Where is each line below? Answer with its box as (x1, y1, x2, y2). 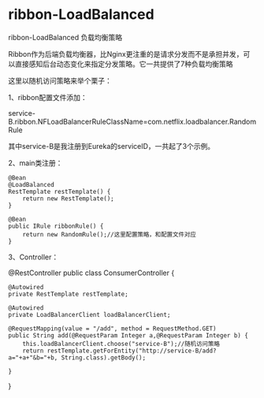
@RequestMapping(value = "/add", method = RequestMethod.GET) (8, 325, 217, 333)
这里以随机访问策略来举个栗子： (8, 76, 112, 85)
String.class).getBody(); (61, 353, 147, 362)
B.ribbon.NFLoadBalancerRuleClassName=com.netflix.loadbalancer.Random (8, 117, 257, 126)
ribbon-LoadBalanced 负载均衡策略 (8, 32, 123, 42)
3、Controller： (8, 252, 59, 262)
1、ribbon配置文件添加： (8, 92, 88, 102)
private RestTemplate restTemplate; (8, 290, 128, 298)
